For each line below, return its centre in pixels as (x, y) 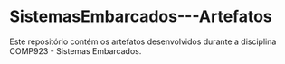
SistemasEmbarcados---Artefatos (141, 17)
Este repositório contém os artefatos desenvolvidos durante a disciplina (143, 41)
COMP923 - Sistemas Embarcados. (76, 50)
